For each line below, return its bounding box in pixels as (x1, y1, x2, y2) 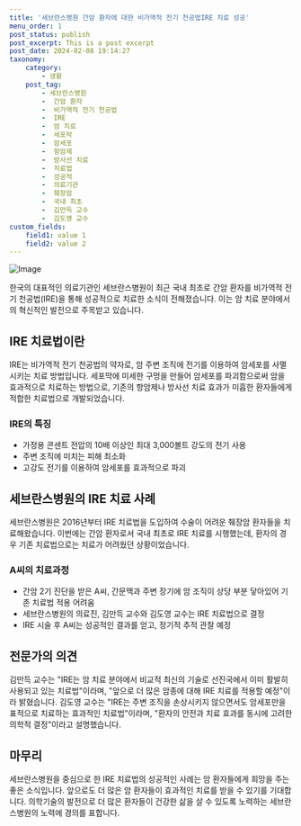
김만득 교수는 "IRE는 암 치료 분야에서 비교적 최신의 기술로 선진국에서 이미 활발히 (9, 674, 289, 685)
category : (25, 64, 63, 73)
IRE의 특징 (9, 417, 52, 430)
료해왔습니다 (9, 528, 54, 539)
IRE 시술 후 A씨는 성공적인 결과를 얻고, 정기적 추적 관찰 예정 (22, 620, 232, 631)
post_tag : (25, 80, 63, 89)
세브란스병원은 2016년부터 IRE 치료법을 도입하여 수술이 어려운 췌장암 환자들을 (9, 516, 281, 527)
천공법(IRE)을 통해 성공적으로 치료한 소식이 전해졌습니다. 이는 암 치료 (18, 293, 260, 304)
